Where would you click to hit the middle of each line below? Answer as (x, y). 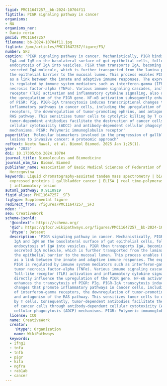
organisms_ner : (21, 28)
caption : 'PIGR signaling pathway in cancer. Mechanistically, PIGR (78, 56)
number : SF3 (17, 51)
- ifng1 (18, 343)
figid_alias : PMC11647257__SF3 (38, 195)
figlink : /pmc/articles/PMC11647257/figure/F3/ (55, 47)
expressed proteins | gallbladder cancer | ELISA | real (70, 181)
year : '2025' (19, 149)
